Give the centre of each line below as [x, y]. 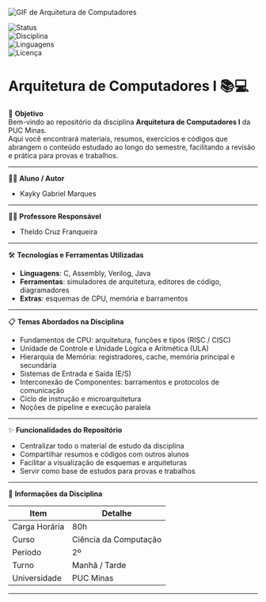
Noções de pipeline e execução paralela [85, 407]
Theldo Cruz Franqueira [58, 231]
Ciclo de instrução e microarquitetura [80, 399]
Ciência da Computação [117, 540]
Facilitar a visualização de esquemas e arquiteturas [103, 462]
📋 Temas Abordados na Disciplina [66, 321]
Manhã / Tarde [99, 565]
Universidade [37, 577]
